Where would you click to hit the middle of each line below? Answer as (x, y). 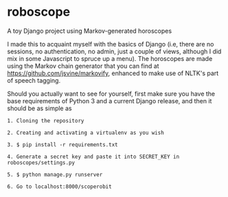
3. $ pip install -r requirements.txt (62, 144)
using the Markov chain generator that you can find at (83, 66)
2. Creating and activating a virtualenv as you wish (86, 133)
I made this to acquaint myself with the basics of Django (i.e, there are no (111, 44)
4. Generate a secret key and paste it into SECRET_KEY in (93, 157)
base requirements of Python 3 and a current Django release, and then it (110, 101)
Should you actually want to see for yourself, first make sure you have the (111, 94)
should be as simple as (39, 108)
